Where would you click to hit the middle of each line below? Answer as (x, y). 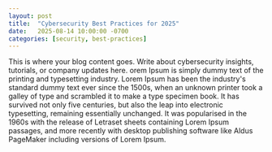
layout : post (30, 16)
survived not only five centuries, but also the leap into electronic (116, 105)
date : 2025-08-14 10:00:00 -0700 (69, 31)
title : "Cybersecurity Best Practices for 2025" (94, 24)
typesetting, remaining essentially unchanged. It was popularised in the (128, 114)
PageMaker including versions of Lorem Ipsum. (87, 140)
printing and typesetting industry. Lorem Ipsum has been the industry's (127, 79)
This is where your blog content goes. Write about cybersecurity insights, (131, 62)
